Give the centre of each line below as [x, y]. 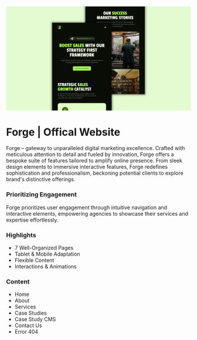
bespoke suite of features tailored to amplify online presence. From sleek [94, 161]
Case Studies [30, 313]
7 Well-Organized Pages [44, 248]
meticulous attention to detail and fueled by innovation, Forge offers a [90, 154]
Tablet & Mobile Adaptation [47, 254]
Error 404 [26, 332]
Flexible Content [34, 260]
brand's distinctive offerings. [41, 179]
